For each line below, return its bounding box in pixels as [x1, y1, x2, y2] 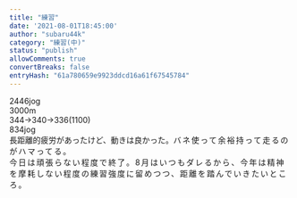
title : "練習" [9, 12, 60, 22]
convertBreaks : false [9, 63, 90, 72]
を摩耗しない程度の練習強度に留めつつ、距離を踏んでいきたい [9, 168, 270, 178]
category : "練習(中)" [9, 37, 86, 47]
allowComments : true [9, 54, 87, 63]
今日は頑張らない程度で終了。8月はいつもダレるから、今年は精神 [9, 157, 286, 168]
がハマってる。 [9, 145, 72, 156]
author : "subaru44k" [9, 29, 87, 38]
